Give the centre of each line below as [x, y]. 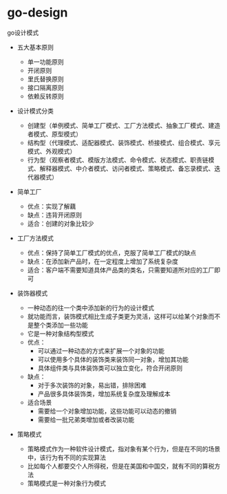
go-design [37, 13]
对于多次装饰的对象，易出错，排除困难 [92, 385]
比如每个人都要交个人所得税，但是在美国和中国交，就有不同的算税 [121, 466]
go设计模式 [23, 32]
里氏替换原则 [45, 79]
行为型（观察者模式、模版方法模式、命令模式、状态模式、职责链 [118, 160]
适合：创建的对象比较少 [61, 223]
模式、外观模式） [52, 151]
